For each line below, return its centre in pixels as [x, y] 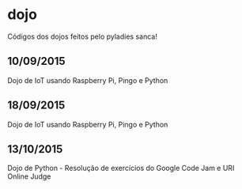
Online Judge [29, 176]
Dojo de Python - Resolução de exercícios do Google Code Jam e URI [121, 168]
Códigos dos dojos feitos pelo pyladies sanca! [82, 36]
